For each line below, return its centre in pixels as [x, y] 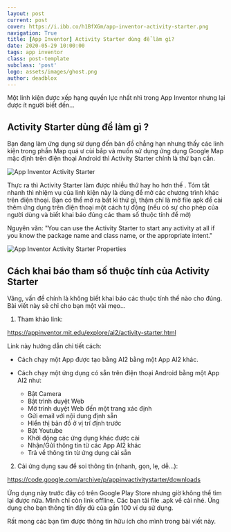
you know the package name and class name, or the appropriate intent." [110, 236]
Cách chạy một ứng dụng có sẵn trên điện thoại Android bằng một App [118, 373]
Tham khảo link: [40, 319]
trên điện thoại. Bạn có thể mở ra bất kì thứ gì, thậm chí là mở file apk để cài [115, 200]
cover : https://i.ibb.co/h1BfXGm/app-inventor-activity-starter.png [108, 26]
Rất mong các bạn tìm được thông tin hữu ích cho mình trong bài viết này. [112, 521]
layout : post [26, 14]
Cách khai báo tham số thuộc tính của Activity [108, 271]
